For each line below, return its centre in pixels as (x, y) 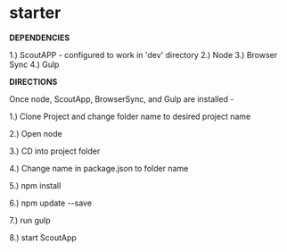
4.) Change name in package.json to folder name (99, 168)
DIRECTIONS (33, 81)
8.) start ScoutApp (43, 237)
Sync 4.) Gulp (34, 64)
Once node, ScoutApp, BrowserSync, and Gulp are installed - (122, 99)
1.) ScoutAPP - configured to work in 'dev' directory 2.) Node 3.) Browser (143, 55)
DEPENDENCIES (40, 38)
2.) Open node (36, 133)
